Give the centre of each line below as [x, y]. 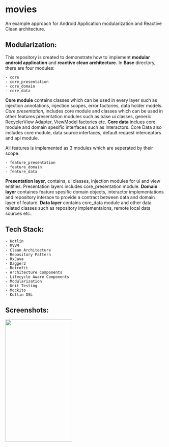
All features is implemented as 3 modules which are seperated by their [79, 148]
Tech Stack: [25, 229]
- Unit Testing [21, 286]
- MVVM [12, 245]
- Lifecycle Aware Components [37, 277]
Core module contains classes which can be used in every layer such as [81, 100]
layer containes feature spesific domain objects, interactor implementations [84, 191]
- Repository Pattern [28, 255]
